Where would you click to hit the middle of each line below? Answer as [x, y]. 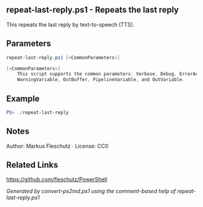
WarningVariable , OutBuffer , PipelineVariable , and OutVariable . [101, 80]
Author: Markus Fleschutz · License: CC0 [57, 146]
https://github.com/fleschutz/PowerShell [57, 179]
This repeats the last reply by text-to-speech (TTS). [70, 24]
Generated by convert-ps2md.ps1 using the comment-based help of [91, 191]
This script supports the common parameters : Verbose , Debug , [97, 74]
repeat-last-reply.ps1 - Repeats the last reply [93, 10]
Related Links [32, 165]
